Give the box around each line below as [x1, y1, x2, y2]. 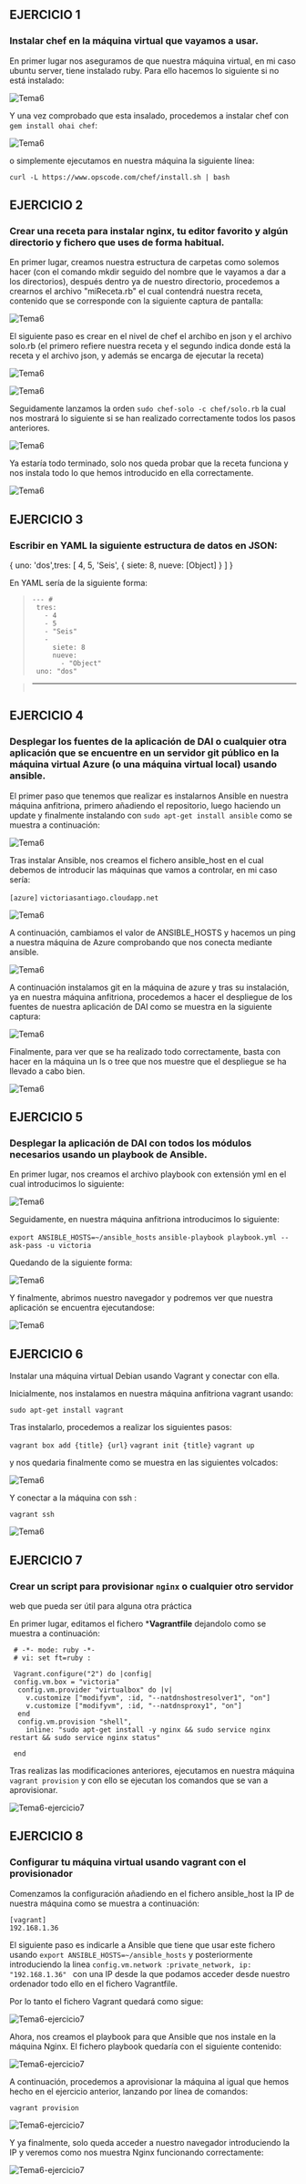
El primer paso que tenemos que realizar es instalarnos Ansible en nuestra [9, 790, 289, 801]
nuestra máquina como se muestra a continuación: [9, 1898, 200, 1909]
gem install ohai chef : [9, 119, 98, 130]
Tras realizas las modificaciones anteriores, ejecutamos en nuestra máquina [9, 1765, 295, 1776]
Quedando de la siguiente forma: [9, 1257, 133, 1268]
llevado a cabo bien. [9, 1066, 86, 1077]
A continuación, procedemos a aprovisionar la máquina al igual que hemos [9, 2076, 290, 2086]
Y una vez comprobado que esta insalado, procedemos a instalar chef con [9, 109, 290, 121]
